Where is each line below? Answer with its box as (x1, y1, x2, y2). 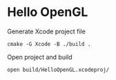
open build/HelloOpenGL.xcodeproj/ (7, 66, 110, 73)
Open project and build (7, 53, 72, 61)
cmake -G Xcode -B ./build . (7, 40, 91, 47)
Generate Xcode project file (7, 27, 86, 35)
